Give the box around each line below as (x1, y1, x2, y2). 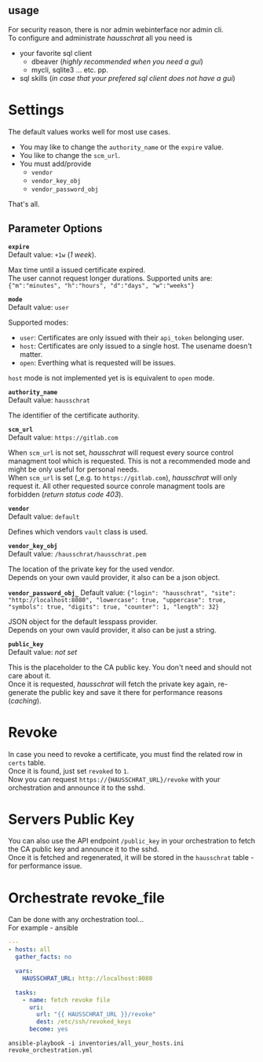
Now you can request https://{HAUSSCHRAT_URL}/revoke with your (8, 774, 221, 784)
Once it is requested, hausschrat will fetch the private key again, (8, 679, 217, 689)
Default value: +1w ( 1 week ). (8, 249, 97, 259)
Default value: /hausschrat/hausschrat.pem (8, 549, 147, 558)
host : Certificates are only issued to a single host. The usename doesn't (19, 341, 253, 351)
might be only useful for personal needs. (8, 465, 140, 474)
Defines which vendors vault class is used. (8, 527, 148, 536)
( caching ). (8, 696, 42, 705)
